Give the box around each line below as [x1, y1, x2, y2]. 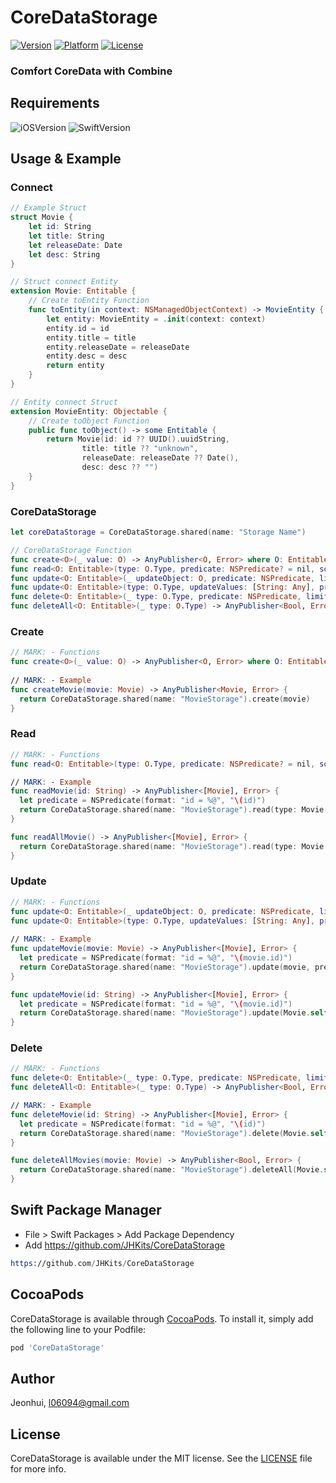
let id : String [28, 222, 92, 232]
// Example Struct [10, 203, 87, 213]
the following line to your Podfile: [10, 1323, 147, 1335]
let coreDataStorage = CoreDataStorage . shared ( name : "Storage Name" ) [10, 527, 307, 538]
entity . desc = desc [46, 351, 128, 361]
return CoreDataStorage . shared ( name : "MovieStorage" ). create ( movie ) [19, 694, 311, 704]
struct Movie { [10, 212, 74, 223]
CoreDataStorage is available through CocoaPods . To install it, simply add [10, 1312, 314, 1325]
